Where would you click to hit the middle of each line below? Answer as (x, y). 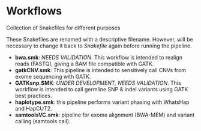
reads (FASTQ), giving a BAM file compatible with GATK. (84, 64)
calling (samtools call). (43, 121)
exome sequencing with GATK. (53, 76)
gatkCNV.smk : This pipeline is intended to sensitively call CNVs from (100, 70)
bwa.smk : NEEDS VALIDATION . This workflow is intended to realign (99, 57)
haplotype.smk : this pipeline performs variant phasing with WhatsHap (102, 102)
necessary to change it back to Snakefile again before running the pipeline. (99, 46)
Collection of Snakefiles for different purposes (63, 28)
